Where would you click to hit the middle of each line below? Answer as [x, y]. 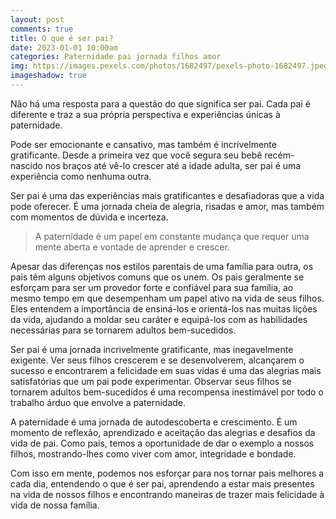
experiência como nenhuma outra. [81, 176]
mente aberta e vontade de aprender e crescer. [132, 247]
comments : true [42, 29]
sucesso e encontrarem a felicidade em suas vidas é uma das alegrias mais [166, 370]
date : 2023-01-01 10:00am [64, 47]
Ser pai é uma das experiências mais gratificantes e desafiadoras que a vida [167, 195]
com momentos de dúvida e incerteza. [89, 217]
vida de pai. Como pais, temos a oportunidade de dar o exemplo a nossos [162, 443]
